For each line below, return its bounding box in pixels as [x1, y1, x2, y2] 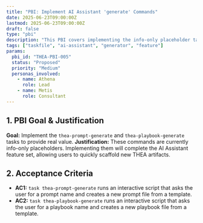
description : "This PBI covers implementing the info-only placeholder [6, 37, 190, 43]
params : [6, 48, 26, 54]
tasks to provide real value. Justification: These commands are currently [6, 138, 188, 145]
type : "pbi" [6, 31, 36, 37]
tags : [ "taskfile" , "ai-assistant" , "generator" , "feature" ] [6, 43, 164, 49]
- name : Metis [17, 88, 53, 94]
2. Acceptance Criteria [6, 168, 94, 178]
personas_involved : [11, 71, 61, 77]
